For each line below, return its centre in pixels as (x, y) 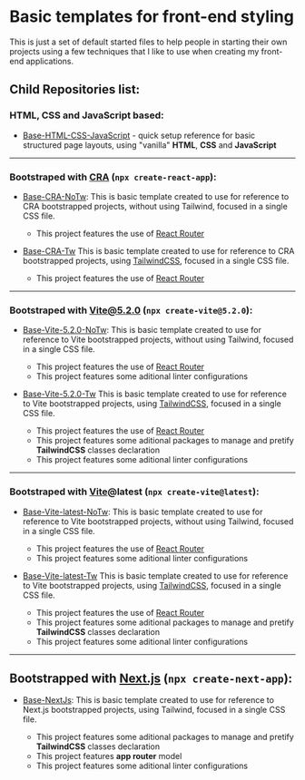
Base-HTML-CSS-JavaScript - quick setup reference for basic (139, 135)
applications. (50, 61)
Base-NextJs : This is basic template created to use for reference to (148, 700)
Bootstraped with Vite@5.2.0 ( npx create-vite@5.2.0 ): (131, 310)
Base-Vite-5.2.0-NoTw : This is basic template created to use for (142, 330)
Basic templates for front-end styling (152, 17)
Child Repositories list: (75, 89)
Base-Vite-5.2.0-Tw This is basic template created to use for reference (155, 394)
